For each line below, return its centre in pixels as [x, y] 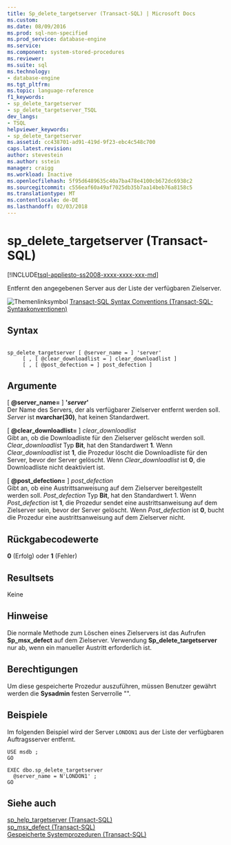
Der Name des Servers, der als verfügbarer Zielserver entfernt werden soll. [114, 410]
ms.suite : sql [28, 65]
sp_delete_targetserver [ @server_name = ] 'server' [84, 353]
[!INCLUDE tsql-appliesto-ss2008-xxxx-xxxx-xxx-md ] [83, 275]
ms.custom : [23, 20]
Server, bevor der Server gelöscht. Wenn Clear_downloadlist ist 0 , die [106, 460]
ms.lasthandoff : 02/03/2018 [48, 207]
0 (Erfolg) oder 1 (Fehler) [42, 556]
